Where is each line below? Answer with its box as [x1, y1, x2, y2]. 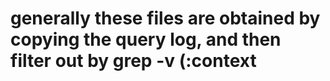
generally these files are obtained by [10, 7, 321, 30]
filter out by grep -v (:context [10, 50, 257, 72]
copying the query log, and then [10, 28, 282, 51]
